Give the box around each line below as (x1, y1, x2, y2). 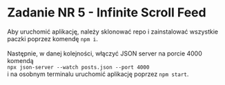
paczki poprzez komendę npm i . (7, 34, 99, 42)
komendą (7, 56, 34, 64)
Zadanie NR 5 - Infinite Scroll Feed (7, 5, 206, 21)
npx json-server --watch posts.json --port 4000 (7, 64, 150, 71)
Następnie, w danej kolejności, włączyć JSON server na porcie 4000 (7, 49, 202, 58)
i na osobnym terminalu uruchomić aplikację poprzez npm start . (7, 70, 189, 78)
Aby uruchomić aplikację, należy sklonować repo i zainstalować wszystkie (7, 27, 219, 36)
